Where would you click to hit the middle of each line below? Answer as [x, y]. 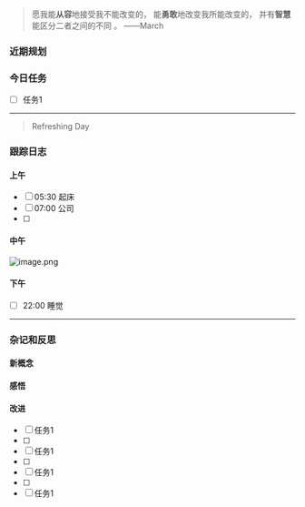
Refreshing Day [60, 127]
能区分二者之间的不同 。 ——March [98, 25]
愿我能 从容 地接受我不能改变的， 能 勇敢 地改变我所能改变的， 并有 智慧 [161, 14]
